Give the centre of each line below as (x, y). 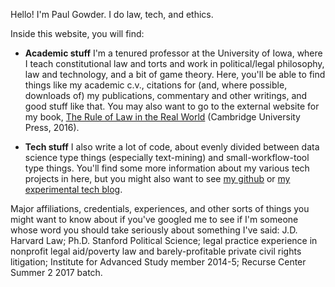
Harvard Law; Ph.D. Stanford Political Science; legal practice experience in (164, 240)
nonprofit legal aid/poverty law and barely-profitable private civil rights (156, 251)
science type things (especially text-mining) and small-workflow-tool (167, 157)
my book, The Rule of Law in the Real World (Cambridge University (162, 117)
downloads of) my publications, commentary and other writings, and (166, 95)
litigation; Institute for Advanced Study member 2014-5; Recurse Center (158, 262)
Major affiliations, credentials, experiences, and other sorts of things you (160, 208)
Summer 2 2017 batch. (56, 272)
